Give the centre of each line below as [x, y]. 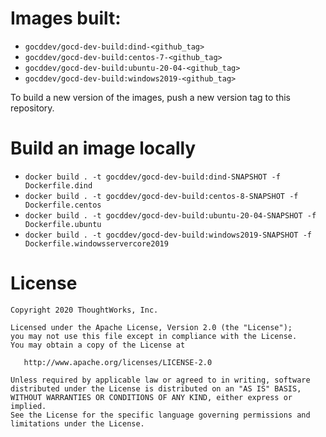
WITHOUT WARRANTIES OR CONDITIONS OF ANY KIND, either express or [151, 397]
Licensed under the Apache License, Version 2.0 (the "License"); [151, 327]
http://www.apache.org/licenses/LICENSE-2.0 [118, 362]
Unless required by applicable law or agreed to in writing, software [160, 380]
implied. [28, 406]
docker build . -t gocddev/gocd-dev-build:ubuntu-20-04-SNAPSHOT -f [170, 215]
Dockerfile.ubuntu [63, 224]
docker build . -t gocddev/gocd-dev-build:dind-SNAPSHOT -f [152, 177]
